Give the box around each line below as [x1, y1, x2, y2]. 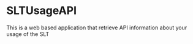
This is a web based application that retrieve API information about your [6, 24, 187, 31]
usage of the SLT [6, 30, 50, 37]
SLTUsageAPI [6, 4, 77, 18]
